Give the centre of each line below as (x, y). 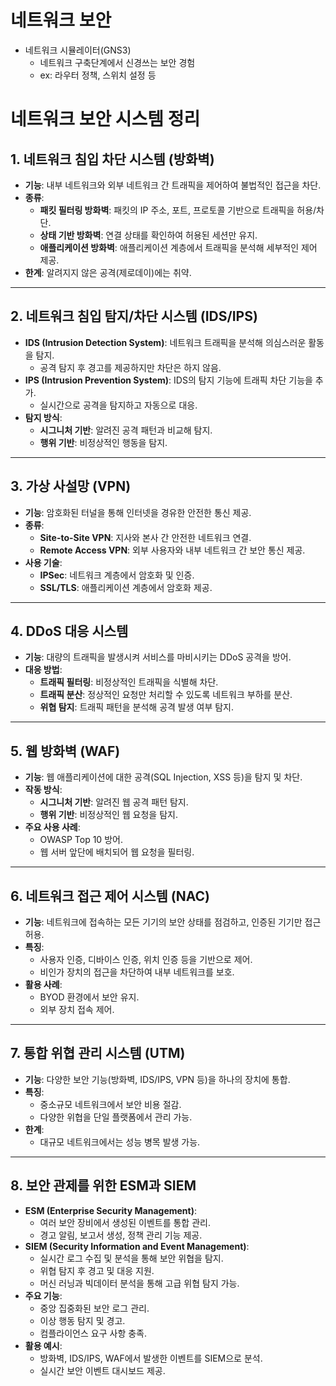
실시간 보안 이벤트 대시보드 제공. (102, 1370)
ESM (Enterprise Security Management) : (111, 1210)
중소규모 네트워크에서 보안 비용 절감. (110, 1104)
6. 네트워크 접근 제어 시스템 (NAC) (110, 896)
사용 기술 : (43, 562)
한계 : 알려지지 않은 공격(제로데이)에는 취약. (108, 272)
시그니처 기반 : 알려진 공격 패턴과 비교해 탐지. (126, 430)
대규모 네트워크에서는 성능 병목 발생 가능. (120, 1142)
